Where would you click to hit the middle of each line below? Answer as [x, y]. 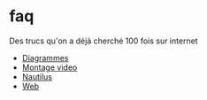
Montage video [50, 67]
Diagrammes [45, 58]
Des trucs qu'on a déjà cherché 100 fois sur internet [103, 41]
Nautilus [37, 76]
